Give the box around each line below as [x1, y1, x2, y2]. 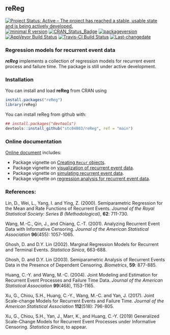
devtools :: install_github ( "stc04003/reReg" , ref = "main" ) [5, 126, 133, 131]
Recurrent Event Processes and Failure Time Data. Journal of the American [5, 277, 163, 283]
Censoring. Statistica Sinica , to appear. [5, 324, 88, 330]
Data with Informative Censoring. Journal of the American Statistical [5, 226, 149, 232]
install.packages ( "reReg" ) [5, 98, 63, 103]
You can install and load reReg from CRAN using [5, 87, 107, 94]
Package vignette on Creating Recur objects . [12, 160, 106, 166]
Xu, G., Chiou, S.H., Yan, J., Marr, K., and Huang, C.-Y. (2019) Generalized [5, 313, 159, 319]
